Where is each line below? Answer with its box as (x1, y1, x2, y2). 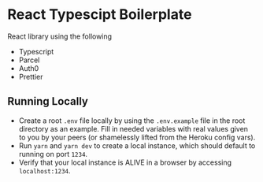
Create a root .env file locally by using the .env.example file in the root (18, 116, 246, 125)
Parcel (18, 55, 40, 65)
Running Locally (7, 95, 88, 108)
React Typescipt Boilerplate (7, 6, 192, 24)
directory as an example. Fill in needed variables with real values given (18, 124, 249, 133)
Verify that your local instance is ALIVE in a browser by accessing (18, 158, 232, 167)
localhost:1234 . (18, 165, 72, 175)
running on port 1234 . (18, 149, 88, 158)
